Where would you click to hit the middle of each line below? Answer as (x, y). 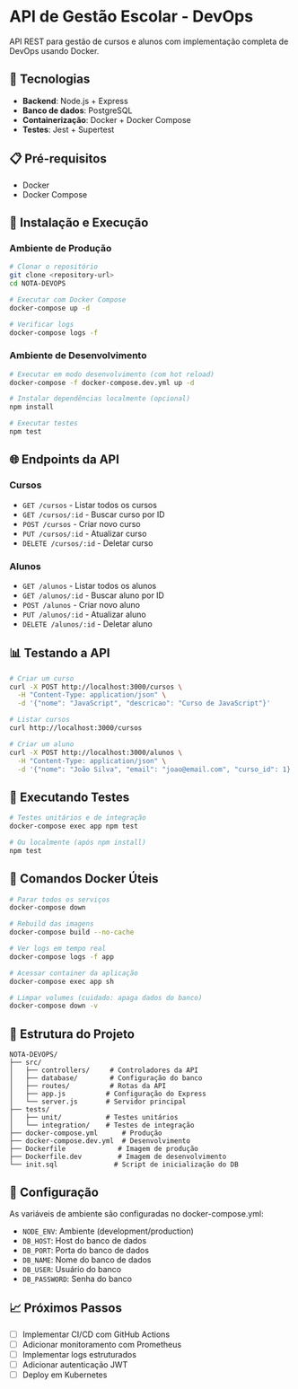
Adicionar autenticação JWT (75, 1364)
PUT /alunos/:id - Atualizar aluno (84, 614)
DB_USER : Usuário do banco (72, 1269)
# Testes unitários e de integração (78, 818)
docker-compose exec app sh (62, 981)
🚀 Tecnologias (50, 79)
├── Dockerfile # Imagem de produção (104, 1149)
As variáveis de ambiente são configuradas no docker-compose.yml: (136, 1213)
